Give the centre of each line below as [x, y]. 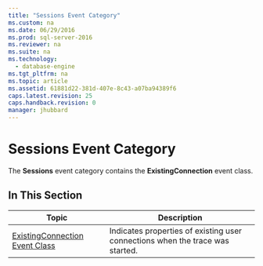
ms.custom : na [31, 23]
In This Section [45, 196]
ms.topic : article [38, 81]
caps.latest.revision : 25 [50, 96]
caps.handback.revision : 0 [52, 103]
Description [180, 217]
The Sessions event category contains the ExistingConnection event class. [131, 170]
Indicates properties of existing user [176, 231]
